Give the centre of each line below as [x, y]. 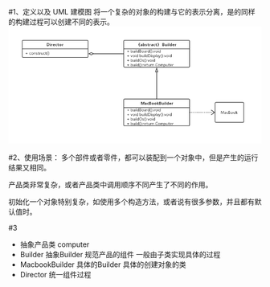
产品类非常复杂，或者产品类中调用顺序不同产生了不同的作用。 [110, 185]
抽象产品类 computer [55, 244]
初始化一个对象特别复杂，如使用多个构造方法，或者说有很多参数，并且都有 [131, 202]
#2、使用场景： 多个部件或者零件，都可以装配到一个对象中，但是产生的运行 [133, 158]
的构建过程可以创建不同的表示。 [61, 22]
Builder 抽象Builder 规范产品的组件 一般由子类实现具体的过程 [120, 255]
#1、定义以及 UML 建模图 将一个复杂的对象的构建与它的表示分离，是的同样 [132, 12]
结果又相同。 [29, 168]
